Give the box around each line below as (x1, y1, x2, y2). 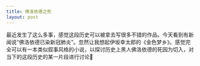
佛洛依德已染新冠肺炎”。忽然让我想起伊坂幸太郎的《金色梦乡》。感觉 (18, 38, 186, 45)
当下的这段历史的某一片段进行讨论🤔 (6, 53, 93, 60)
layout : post (6, 14, 39, 20)
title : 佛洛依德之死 (6, 8, 52, 15)
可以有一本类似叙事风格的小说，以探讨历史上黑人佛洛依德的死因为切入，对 (11, 45, 194, 53)
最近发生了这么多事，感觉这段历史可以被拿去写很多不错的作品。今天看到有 (6, 31, 189, 38)
